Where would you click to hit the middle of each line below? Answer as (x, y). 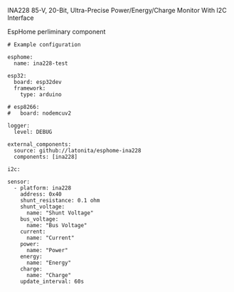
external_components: (39, 145)
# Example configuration (44, 45)
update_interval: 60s (52, 281)
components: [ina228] (46, 157)
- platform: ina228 (43, 188)
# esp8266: (23, 107)
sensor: (19, 182)
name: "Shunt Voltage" (60, 213)
